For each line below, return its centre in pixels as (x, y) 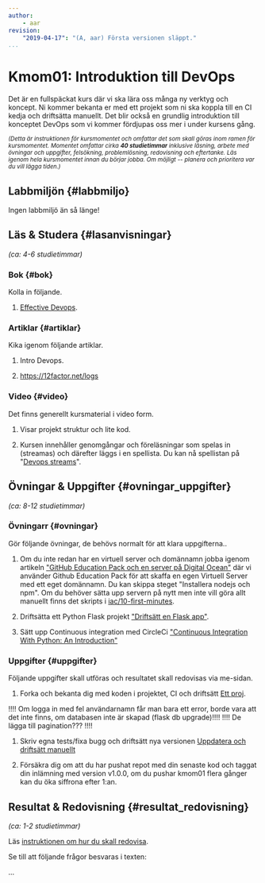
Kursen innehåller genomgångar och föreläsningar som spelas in (125, 445)
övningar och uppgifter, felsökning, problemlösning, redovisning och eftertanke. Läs (123, 153)
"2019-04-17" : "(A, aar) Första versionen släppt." (109, 38)
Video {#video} (38, 396)
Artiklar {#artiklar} (45, 328)
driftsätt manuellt (48, 750)
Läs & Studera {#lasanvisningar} (90, 235)
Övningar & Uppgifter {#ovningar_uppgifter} (120, 486)
